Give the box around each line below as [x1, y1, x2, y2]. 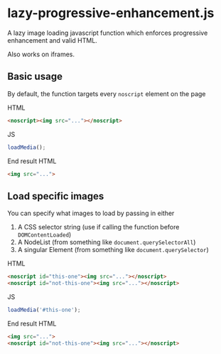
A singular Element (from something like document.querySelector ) [17, 246, 209, 254]
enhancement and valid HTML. [7, 36, 97, 44]
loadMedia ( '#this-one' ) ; [7, 306, 81, 313]
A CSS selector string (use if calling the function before [17, 223, 180, 231]
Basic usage [7, 71, 63, 83]
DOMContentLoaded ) [17, 230, 72, 239]
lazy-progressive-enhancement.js [7, 5, 215, 21]
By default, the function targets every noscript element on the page [7, 89, 206, 98]
